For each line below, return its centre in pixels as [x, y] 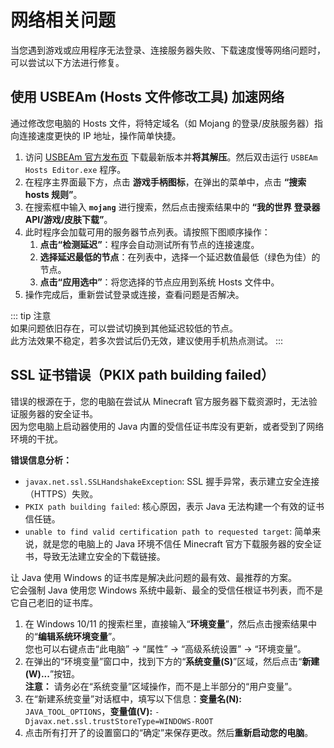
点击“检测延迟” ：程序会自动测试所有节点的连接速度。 [149, 244]
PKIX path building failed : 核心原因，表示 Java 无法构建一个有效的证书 [174, 506]
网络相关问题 [63, 20]
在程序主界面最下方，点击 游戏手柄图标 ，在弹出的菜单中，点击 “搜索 [165, 182]
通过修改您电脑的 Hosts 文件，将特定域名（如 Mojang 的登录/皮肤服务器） [162, 123]
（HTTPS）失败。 [61, 493]
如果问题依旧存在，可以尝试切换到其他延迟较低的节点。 [124, 328]
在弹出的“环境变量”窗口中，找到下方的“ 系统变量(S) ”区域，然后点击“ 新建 [172, 661]
